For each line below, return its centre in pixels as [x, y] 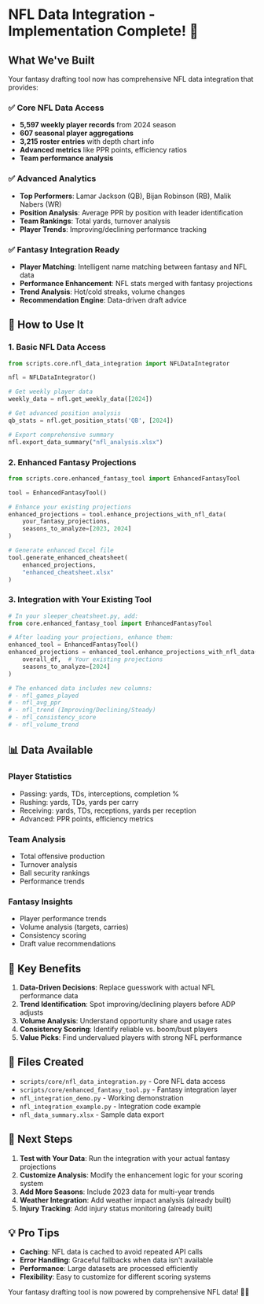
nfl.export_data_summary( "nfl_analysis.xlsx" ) [86, 442]
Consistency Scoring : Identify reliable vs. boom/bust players [119, 1029]
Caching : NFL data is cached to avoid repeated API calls [111, 1252]
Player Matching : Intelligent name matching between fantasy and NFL [133, 266]
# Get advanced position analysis [65, 413]
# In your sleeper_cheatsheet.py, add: [73, 616]
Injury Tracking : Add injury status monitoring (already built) [116, 1208]
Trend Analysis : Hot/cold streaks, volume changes [102, 292]
